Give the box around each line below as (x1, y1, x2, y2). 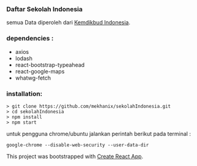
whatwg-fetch (15, 74, 51, 81)
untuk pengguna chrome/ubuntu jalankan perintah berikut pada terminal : (6, 130, 191, 137)
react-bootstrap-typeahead (15, 61, 85, 69)
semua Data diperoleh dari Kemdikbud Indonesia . (6, 19, 130, 26)
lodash (15, 55, 32, 62)
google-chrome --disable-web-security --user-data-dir (6, 141, 149, 148)
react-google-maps (15, 67, 65, 75)
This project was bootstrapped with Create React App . (6, 153, 144, 160)
